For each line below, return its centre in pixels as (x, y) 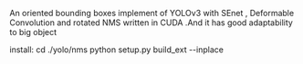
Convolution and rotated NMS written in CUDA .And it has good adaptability (151, 23)
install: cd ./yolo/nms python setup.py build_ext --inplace (116, 50)
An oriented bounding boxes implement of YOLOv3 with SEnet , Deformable (152, 13)
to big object (33, 32)
